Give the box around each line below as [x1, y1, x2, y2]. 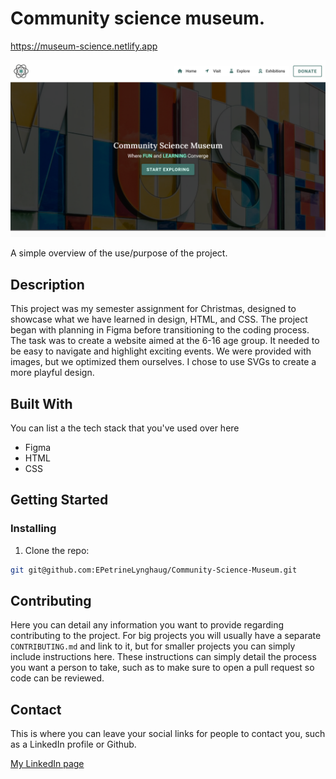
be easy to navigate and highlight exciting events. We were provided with [10, 345, 312, 357]
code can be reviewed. [10, 672, 105, 684]
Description [10, 276, 85, 293]
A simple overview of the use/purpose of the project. [10, 247, 228, 259]
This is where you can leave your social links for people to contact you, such [10, 728, 326, 740]
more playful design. [10, 367, 95, 379]
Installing [10, 522, 57, 536]
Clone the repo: [24, 544, 90, 556]
